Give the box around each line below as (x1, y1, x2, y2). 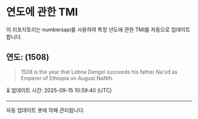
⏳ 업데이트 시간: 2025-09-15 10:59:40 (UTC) (6, 87, 112, 94)
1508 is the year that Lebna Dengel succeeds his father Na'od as (20, 68, 178, 75)
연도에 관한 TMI (6, 5, 78, 19)
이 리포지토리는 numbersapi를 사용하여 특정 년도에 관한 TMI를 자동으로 (6, 26, 170, 33)
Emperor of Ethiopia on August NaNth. (20, 74, 114, 81)
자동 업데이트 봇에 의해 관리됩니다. (6, 107, 85, 114)
